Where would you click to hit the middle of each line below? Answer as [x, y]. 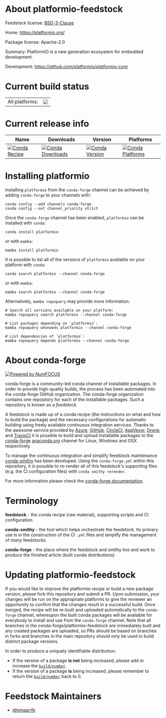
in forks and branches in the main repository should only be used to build [80, 636]
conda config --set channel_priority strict [52, 208]
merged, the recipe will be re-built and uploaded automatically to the [75, 609]
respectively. [18, 446]
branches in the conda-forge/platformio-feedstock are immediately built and [83, 625]
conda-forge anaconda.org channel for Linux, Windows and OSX [71, 441]
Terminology [32, 501]
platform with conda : [25, 265]
